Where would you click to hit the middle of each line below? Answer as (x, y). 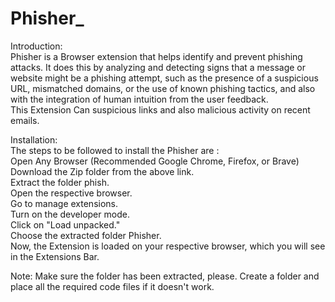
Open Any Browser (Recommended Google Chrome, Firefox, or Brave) (155, 161)
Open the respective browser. (71, 193)
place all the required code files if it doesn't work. (112, 286)
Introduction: (36, 46)
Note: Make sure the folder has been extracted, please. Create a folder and (165, 276)
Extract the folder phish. (60, 182)
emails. (25, 120)
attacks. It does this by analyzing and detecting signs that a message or (158, 67)
